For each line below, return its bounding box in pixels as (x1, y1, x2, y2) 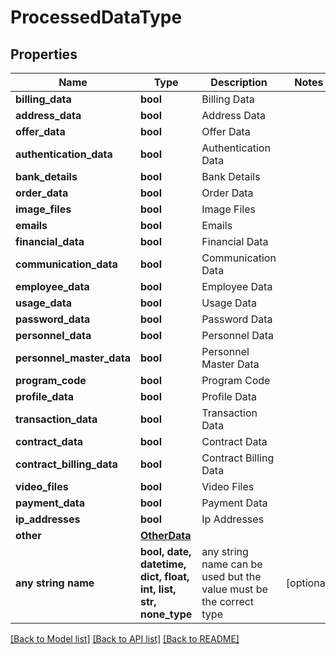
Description (210, 76, 268, 89)
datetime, (139, 557, 187, 571)
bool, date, (139, 545, 192, 558)
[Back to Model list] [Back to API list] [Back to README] (10, 633, 240, 645)
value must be (201, 582, 268, 596)
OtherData (139, 529, 192, 542)
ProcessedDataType (10, 6, 183, 29)
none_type (139, 607, 193, 621)
